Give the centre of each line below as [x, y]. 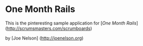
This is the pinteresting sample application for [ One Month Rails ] [72, 23]
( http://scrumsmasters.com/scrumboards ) [49, 28]
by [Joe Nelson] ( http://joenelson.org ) [44, 38]
